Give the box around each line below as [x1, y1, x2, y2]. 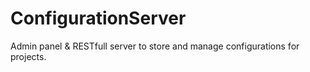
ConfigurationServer [10, 7, 187, 30]
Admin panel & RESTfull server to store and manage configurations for [10, 40, 300, 52]
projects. [10, 50, 47, 62]
